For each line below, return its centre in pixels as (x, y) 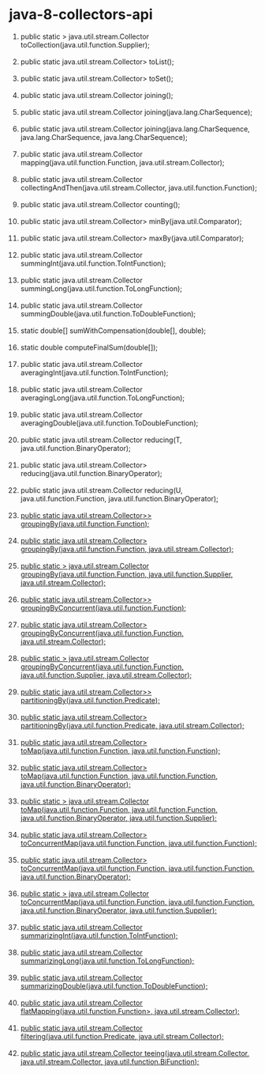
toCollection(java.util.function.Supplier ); (85, 44)
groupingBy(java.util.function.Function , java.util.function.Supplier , (127, 574)
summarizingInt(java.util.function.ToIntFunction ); (99, 936)
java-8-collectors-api (81, 15)
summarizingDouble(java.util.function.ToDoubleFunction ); (114, 985)
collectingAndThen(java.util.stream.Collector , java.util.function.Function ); (138, 187)
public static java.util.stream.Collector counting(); (100, 204)
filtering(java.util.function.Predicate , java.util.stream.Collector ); (122, 1036)
